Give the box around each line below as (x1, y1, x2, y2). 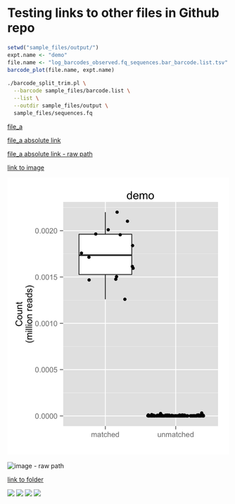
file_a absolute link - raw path (7, 149, 93, 158)
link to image (7, 163, 44, 172)
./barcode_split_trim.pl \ (7, 80, 87, 87)
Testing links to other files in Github (7, 5, 220, 21)
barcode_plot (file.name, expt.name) (7, 66, 115, 73)
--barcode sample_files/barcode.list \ (13, 87, 131, 94)
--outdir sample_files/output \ (13, 102, 109, 110)
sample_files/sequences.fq (13, 109, 93, 117)
